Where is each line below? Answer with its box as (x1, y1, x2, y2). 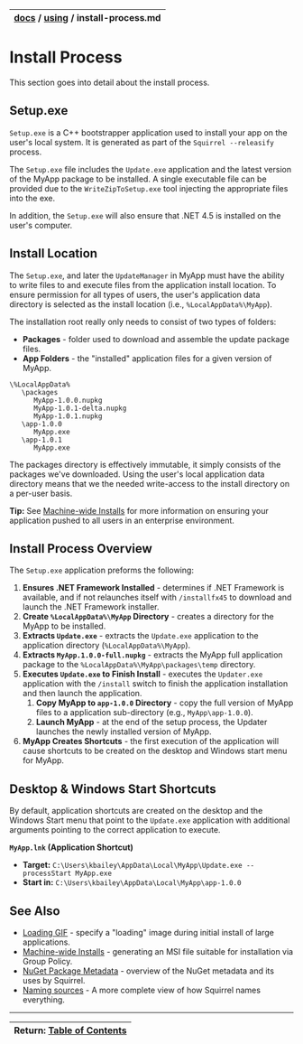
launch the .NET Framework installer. (22, 601, 160, 612)
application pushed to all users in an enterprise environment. (9, 515, 234, 526)
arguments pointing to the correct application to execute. (9, 825, 221, 835)
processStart (22, 869, 72, 879)
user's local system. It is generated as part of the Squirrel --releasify (9, 136, 275, 147)
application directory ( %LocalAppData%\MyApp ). (22, 640, 191, 651)
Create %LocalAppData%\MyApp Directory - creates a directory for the (22, 611, 274, 622)
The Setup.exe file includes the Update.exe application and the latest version (9, 163, 291, 174)
